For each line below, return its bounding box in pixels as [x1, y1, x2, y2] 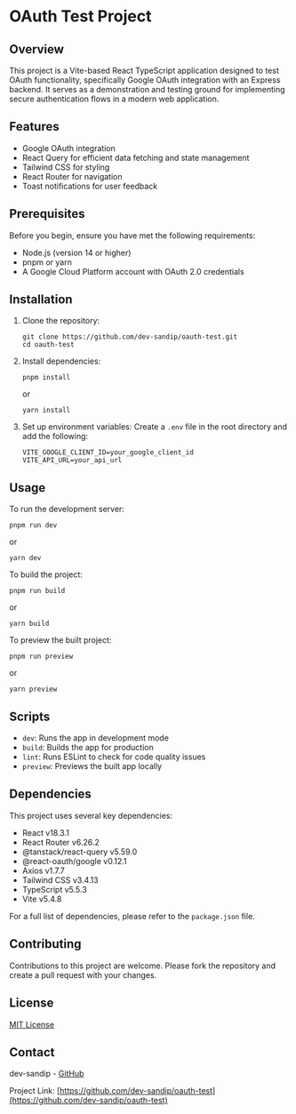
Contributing [9, 936, 82, 952]
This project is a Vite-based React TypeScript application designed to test [9, 65, 280, 76]
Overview [9, 42, 65, 57]
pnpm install [21, 373, 71, 382]
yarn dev [9, 554, 42, 563]
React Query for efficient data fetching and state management [21, 152, 250, 163]
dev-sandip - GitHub [9, 1069, 84, 1079]
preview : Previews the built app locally [21, 761, 163, 772]
